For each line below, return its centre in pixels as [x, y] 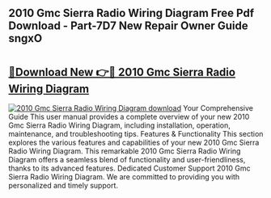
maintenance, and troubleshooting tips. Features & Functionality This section [136, 134]
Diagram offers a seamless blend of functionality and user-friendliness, [127, 160]
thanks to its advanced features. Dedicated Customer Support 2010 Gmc [129, 168]
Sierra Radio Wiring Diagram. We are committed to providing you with [124, 177]
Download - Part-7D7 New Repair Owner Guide [128, 26]
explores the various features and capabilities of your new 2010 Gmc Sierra [134, 142]
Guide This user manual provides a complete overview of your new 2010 [129, 117]
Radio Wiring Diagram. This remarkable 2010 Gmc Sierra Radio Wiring [125, 151]
